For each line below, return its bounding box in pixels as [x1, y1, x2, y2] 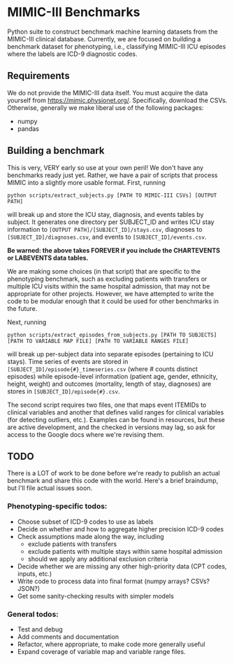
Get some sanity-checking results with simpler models [17, 592, 175, 600]
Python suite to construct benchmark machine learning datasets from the [7, 27, 218, 36]
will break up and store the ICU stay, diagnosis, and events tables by [7, 210, 204, 218]
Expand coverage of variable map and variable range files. [17, 647, 187, 655]
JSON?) [17, 584, 41, 592]
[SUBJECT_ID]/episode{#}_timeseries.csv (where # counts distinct [7, 365, 198, 373]
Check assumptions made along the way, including [17, 532, 164, 540]
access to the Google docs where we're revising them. [7, 430, 164, 438]
